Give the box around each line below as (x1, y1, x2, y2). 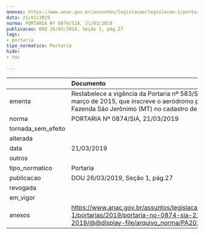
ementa (9, 97, 32, 105)
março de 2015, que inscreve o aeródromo (71, 97, 194, 105)
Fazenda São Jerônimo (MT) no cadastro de (71, 104, 197, 113)
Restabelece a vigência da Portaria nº (71, 89, 179, 98)
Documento (71, 79, 106, 87)
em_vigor (9, 193, 35, 202)
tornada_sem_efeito (9, 124, 66, 132)
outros (9, 154, 29, 162)
